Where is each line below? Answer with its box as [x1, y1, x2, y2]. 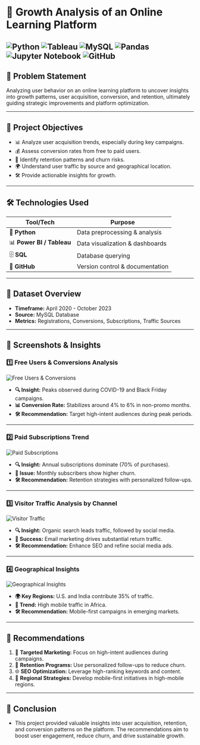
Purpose [110, 218, 135, 227]
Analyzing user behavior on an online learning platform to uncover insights [6, 87, 189, 94]
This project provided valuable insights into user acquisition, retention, [14, 719, 187, 727]
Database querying [76, 251, 130, 259]
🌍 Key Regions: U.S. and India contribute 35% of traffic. [14, 593, 154, 600]
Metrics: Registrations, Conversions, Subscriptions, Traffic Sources [14, 317, 181, 324]
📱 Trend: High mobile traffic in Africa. [14, 601, 107, 609]
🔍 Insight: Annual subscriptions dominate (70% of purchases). [14, 461, 170, 468]
